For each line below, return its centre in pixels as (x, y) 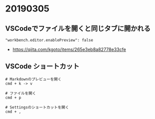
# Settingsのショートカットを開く (37, 107)
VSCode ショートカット (42, 66)
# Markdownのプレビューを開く (33, 79)
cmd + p (13, 97)
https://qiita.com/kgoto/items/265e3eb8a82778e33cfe (69, 49)
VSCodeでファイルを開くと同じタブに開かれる (78, 28)
